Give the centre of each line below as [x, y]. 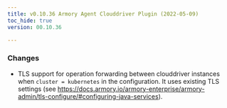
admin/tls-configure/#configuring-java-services [88, 96]
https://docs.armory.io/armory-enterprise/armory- [131, 89]
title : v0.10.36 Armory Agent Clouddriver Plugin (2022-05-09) [103, 14]
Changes [23, 58]
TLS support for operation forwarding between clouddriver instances [119, 74]
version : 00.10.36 [35, 27]
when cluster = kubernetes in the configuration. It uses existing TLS [118, 81]
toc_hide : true [30, 21]
